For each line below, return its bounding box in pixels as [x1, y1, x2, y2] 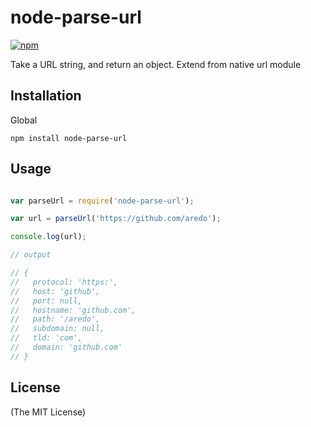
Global [10, 114, 38, 126]
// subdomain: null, [10, 324, 105, 334]
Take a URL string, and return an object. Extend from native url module [10, 58, 302, 70]
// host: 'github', [10, 286, 101, 296]
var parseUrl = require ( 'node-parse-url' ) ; [10, 196, 195, 206]
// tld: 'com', [10, 333, 83, 343]
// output [10, 250, 52, 260]
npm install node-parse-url [10, 133, 128, 143]
